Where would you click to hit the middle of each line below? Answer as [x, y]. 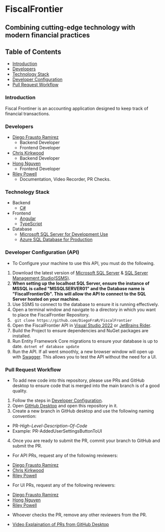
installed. [21, 336]
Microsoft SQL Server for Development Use [64, 234]
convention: [24, 416]
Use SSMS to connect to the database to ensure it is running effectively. [85, 304]
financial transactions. [28, 113]
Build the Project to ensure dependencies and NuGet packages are [80, 330]
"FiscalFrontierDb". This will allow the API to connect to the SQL [79, 294]
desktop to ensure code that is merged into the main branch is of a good [86, 385]
